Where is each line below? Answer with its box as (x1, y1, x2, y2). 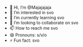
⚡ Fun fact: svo (9, 37, 40, 43)
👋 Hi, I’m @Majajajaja (9, 5, 52, 10)
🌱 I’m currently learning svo (9, 15, 65, 20)
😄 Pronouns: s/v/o (9, 32, 47, 38)
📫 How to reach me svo (9, 25, 58, 31)
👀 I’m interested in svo (9, 10, 54, 15)
